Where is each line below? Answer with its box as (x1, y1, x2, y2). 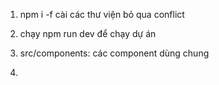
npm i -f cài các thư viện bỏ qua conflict (19, 9, 185, 20)
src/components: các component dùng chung (19, 47, 210, 59)
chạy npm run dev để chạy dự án (19, 28, 157, 39)
